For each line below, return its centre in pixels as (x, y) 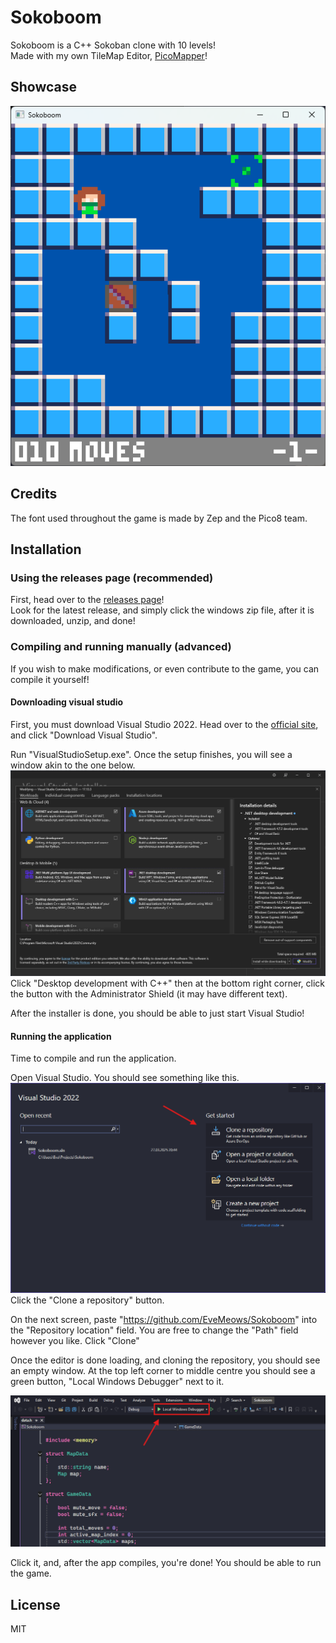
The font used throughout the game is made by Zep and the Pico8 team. (159, 518)
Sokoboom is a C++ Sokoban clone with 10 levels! (113, 45)
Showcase (44, 87)
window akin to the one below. (73, 765)
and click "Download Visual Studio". (84, 735)
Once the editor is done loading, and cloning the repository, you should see (165, 1360)
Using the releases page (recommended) (112, 578)
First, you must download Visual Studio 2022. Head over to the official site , (164, 724)
